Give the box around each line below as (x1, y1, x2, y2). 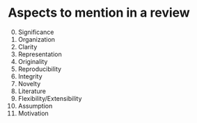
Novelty (17, 79, 41, 88)
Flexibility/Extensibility (17, 94, 82, 102)
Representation (17, 50, 62, 58)
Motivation (17, 109, 49, 117)
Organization (17, 35, 55, 43)
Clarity (17, 42, 38, 51)
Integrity (17, 72, 42, 81)
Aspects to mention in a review (8, 5, 190, 21)
